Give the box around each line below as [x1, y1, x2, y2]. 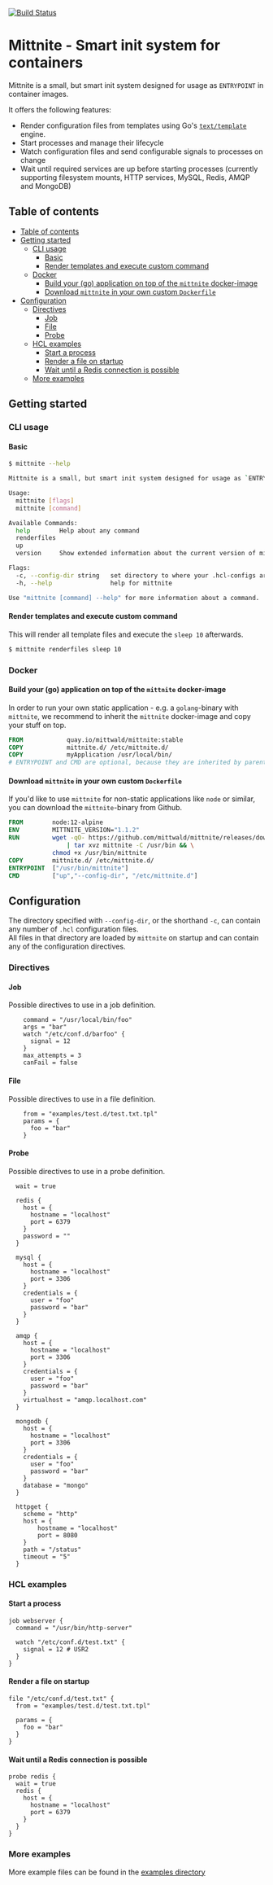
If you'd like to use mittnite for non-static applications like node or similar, [8, 794, 256, 804]
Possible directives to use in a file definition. [8, 1094, 156, 1103]
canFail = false [23, 1059, 79, 1067]
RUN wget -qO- [8, 834, 85, 842]
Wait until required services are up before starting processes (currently [19, 164, 258, 173]
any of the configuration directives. [8, 941, 126, 952]
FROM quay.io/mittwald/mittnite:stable [8, 735, 184, 744]
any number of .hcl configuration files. [8, 924, 139, 934]
